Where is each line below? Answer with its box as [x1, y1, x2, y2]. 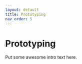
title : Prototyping [5, 12, 46, 17]
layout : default [5, 7, 39, 12]
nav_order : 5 [5, 16, 32, 21]
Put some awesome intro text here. [5, 54, 77, 60]
